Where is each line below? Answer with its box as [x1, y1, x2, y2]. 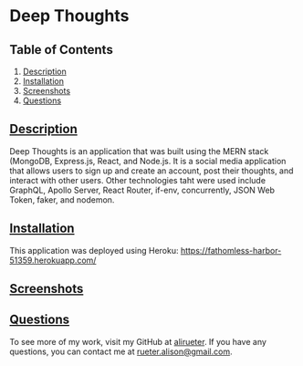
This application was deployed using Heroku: [9, 245, 179, 256]
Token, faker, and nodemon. [9, 193, 115, 205]
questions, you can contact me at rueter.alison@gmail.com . [9, 346, 233, 357]
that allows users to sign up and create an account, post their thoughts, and [9, 165, 294, 176]
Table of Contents [9, 42, 114, 58]
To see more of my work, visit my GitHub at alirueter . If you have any [9, 336, 267, 347]
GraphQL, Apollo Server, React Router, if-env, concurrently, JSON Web [9, 184, 276, 195]
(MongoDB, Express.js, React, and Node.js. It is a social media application [9, 155, 287, 166]
